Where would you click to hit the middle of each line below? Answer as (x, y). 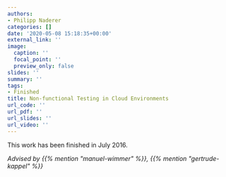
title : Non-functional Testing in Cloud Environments (88, 99)
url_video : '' (28, 125)
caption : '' (31, 53)
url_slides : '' (30, 118)
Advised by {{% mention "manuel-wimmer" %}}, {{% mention (97, 158)
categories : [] (30, 27)
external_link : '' (34, 40)
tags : (15, 86)
